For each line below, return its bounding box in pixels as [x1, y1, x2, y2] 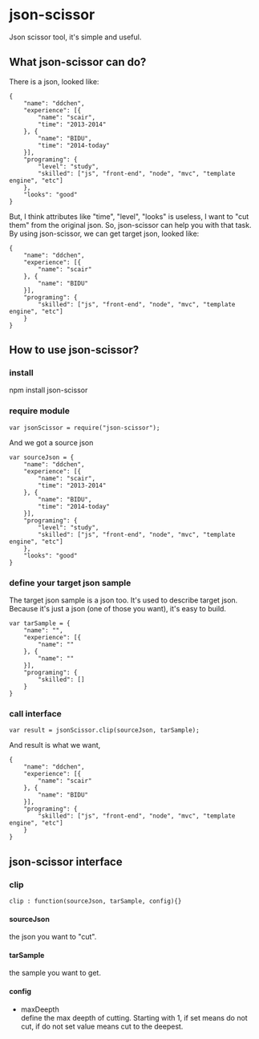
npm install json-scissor [9, 385, 88, 395]
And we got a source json [9, 437, 94, 447]
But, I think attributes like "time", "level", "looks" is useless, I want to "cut [9, 211, 249, 221]
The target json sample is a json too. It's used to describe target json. [9, 595, 238, 605]
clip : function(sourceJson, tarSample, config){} [9, 897, 182, 906]
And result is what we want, [9, 741, 101, 750]
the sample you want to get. [9, 968, 101, 978]
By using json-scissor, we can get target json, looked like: [9, 229, 200, 238]
